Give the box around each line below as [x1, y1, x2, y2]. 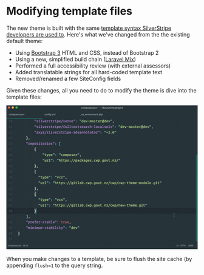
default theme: [6, 37, 43, 44]
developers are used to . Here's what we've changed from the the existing [6, 30, 190, 38]
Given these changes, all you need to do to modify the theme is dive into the [6, 86, 197, 94]
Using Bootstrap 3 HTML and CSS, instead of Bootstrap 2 [15, 49, 159, 56]
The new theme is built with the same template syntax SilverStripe [6, 24, 172, 32]
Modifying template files [6, 4, 132, 18]
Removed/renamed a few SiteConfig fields [15, 75, 121, 82]
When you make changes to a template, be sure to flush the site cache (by [6, 255, 192, 262]
